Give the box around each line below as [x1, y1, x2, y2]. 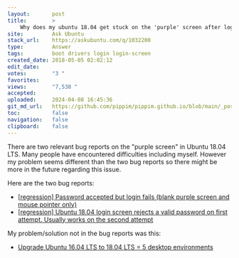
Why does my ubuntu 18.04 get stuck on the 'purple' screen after [20, 23, 221, 31]
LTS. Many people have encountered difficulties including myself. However [7, 150, 226, 158]
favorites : [7, 76, 40, 84]
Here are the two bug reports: [7, 178, 95, 187]
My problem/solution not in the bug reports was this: [7, 229, 161, 237]
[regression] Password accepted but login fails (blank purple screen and [17, 193, 230, 201]
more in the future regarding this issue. [7, 165, 122, 173]
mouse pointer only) [17, 200, 77, 208]
